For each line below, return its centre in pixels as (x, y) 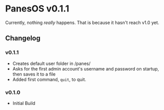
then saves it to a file (34, 74)
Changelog (23, 38)
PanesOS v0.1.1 (37, 9)
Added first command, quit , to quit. (49, 79)
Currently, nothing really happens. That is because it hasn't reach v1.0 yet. (82, 22)
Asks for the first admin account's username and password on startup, (86, 68)
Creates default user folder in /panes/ (51, 63)
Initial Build (24, 103)
